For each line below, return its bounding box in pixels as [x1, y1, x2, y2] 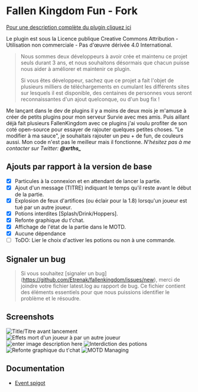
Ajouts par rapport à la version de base [6, 162, 152, 172]
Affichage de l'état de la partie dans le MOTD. [14, 223, 126, 231]
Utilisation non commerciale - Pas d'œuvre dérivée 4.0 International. [6, 41, 173, 48]
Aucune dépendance [14, 230, 66, 237]
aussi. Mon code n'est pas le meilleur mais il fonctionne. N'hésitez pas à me [6, 138, 191, 145]
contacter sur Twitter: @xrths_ [6, 145, 82, 152]
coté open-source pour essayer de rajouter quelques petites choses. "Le [6, 126, 184, 133]
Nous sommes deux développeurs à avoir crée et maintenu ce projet [20, 53, 188, 60]
